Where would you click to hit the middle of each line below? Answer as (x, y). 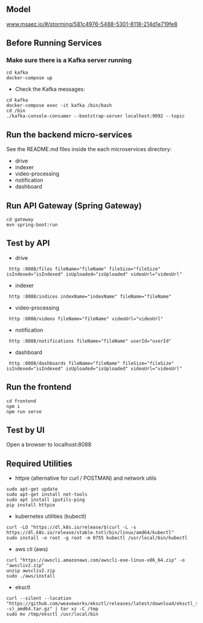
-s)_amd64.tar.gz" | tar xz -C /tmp (52, 609)
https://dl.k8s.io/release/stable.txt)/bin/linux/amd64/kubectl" (90, 533)
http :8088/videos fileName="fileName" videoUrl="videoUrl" (86, 318)
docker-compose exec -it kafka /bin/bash (59, 106)
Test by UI (26, 430)
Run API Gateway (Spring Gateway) (74, 206)
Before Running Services (54, 43)
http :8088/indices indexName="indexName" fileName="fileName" (90, 296)
